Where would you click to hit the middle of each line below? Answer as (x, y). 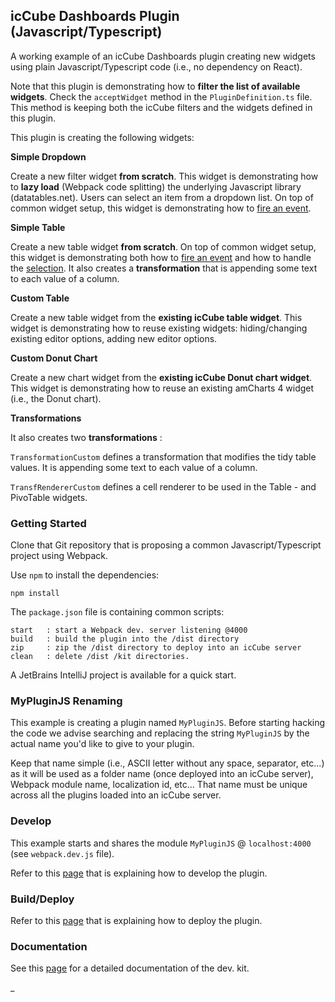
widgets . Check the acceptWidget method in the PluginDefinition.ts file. (161, 96)
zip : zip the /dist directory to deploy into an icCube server (156, 648)
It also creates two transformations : (86, 437)
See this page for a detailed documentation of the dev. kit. (130, 968)
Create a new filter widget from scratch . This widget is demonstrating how (164, 176)
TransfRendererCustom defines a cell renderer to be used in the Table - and (163, 486)
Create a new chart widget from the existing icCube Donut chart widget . (161, 377)
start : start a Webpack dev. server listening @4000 (129, 630)
